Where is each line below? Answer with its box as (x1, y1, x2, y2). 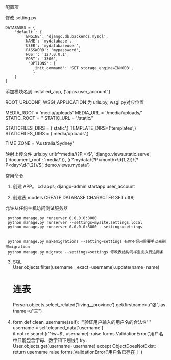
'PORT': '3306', (23, 56, 58, 61)
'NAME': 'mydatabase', (23, 38, 72, 44)
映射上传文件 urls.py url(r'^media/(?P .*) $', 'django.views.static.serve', (5, 151, 152, 157)
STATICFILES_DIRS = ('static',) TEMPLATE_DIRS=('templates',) (5, 125, 136, 131)
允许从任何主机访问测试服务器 (5, 205, 68, 211)
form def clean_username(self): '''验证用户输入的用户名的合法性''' (12, 319, 152, 325)
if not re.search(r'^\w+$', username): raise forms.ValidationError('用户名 (12, 330, 164, 336)
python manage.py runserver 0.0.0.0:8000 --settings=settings (7, 224, 143, 229)
